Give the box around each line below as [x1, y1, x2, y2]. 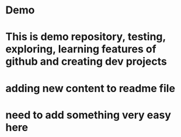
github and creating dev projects [5, 55, 167, 68]
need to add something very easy [5, 108, 172, 121]
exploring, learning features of [5, 43, 156, 56]
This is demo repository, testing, [5, 30, 166, 44]
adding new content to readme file [5, 82, 176, 95]
